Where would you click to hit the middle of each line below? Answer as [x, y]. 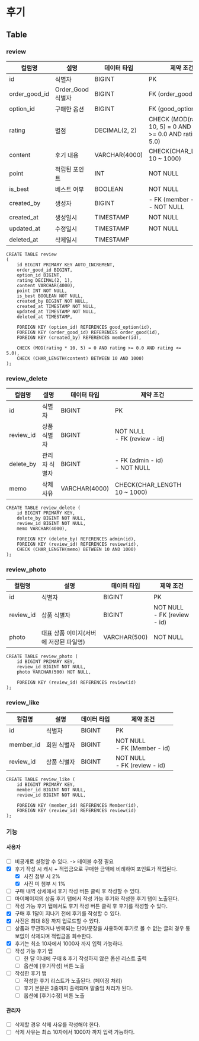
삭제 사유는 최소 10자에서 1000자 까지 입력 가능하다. [75, 1032]
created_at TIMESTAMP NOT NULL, [57, 306]
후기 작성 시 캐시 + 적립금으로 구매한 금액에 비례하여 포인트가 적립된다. [96, 869]
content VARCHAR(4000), [46, 285]
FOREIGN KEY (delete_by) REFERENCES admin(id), [76, 539]
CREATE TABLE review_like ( [41, 779]
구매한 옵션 [70, 109]
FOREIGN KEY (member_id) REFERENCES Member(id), [78, 805]
